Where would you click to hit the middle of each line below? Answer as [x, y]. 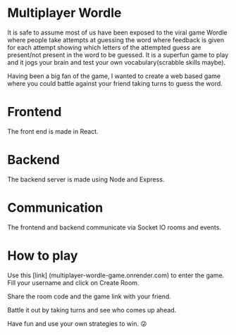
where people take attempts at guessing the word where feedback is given [116, 39]
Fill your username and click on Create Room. [73, 282]
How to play [43, 255]
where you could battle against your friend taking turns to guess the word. [115, 83]
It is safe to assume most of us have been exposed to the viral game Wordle [117, 32]
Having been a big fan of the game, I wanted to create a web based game [114, 76]
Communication [55, 208]
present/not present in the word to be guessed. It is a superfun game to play [118, 55]
